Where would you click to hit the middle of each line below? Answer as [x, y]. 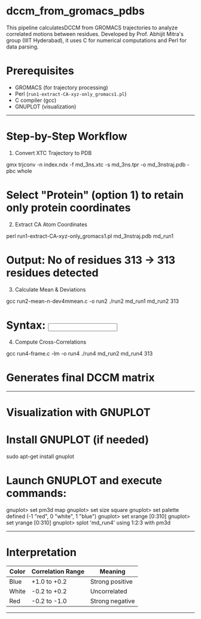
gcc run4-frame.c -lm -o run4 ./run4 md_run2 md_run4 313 [80, 353]
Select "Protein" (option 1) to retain [95, 195]
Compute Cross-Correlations [51, 342]
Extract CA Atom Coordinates [51, 224]
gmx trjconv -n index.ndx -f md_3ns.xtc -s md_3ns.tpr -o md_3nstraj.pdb [96, 164]
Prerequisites [40, 71]
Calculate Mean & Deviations [50, 289]
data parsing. [22, 47]
